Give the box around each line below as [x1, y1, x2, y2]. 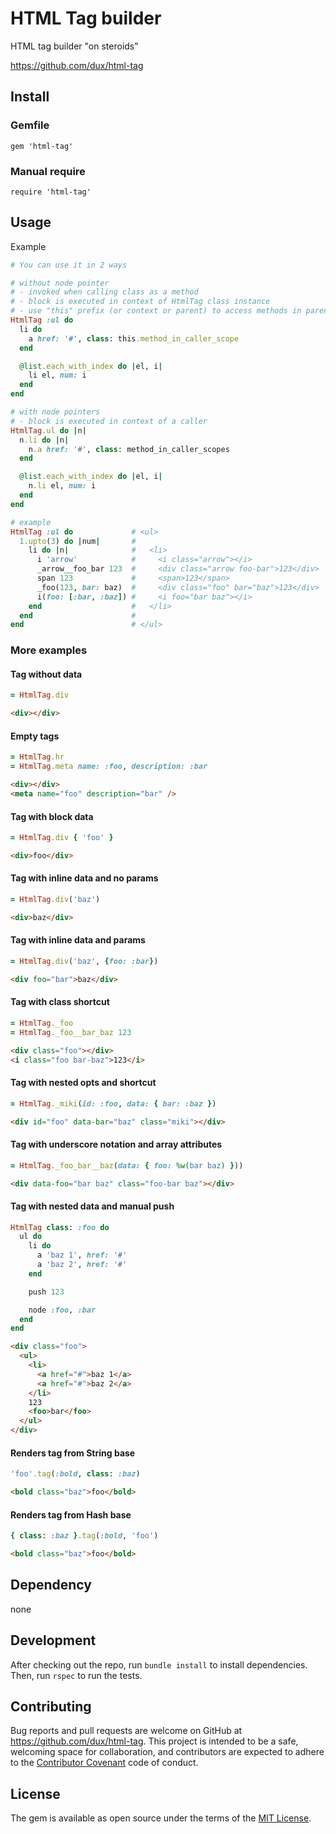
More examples [10, 643, 88, 657]
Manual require [10, 164, 86, 178]
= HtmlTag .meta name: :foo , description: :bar [10, 762, 208, 772]
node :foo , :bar [28, 1305, 97, 1315]
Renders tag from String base [10, 1447, 136, 1459]
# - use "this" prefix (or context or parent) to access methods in [10, 306, 302, 316]
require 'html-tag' [10, 187, 92, 197]
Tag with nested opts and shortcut [10, 1077, 157, 1089]
